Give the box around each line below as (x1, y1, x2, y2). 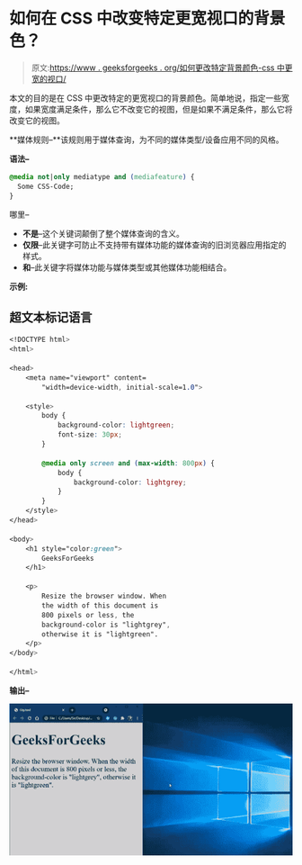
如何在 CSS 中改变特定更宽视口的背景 (9, 8, 286, 29)
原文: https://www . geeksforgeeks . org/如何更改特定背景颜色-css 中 (31, 62, 285, 73)
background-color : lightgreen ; (57, 420, 175, 430)
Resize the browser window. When (41, 591, 167, 600)
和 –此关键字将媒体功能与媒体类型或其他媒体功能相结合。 (22, 262, 232, 273)
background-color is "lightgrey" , (41, 620, 171, 629)
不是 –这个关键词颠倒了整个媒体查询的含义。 (22, 228, 184, 239)
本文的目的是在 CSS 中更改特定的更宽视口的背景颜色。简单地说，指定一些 (9, 92, 282, 104)
